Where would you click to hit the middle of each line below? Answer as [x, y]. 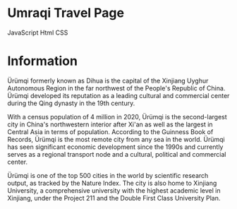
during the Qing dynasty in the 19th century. [71, 103]
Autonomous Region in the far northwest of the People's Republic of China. [116, 88]
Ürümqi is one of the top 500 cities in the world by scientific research [108, 175]
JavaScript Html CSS [38, 32]
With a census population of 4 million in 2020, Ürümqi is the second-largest [117, 117]
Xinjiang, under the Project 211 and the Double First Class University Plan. [114, 198]
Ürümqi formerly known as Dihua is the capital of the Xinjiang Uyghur [108, 80]
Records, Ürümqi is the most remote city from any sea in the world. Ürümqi [116, 139]
